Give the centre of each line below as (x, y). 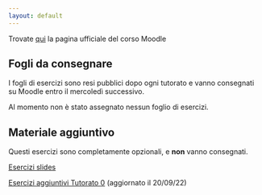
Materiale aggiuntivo (62, 132)
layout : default (35, 16)
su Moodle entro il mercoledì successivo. (77, 91)
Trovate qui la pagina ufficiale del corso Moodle (87, 39)
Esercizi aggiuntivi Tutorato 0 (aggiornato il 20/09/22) (98, 183)
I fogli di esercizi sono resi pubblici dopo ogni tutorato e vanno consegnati (131, 83)
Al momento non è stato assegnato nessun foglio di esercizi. (108, 107)
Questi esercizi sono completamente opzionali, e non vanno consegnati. (128, 152)
